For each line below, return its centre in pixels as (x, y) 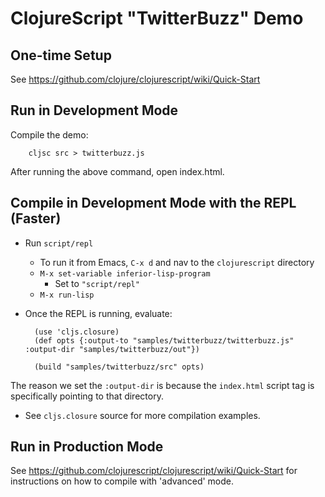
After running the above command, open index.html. (117, 171)
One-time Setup (61, 55)
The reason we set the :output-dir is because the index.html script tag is (162, 385)
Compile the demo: (49, 134)
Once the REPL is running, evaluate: (98, 313)
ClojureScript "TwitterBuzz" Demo (157, 18)
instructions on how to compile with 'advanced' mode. (122, 481)
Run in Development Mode (94, 110)
